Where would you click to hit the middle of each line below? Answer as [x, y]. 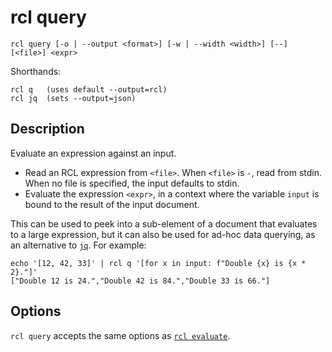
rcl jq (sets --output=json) [73, 98]
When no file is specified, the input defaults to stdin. [132, 183]
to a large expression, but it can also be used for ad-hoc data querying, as [163, 234]
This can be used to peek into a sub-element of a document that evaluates [164, 223]
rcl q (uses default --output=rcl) [89, 89]
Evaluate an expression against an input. [93, 153]
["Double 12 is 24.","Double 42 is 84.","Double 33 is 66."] [140, 281]
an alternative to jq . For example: [78, 245]
